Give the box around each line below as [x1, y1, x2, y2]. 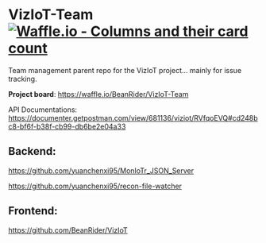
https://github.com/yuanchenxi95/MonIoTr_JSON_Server [8, 165, 195, 175]
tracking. [8, 74, 37, 83]
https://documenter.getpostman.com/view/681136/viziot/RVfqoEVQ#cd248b [8, 113, 258, 122]
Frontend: [8, 204, 58, 218]
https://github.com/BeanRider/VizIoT [8, 225, 129, 235]
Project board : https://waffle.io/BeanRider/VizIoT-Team [8, 89, 189, 98]
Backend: [8, 145, 56, 158]
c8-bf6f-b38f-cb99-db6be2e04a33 [8, 121, 126, 131]
